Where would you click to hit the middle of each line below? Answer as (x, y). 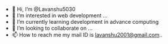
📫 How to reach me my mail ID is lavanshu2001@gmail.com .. (87, 35)
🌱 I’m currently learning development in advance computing (85, 22)
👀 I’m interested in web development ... (60, 15)
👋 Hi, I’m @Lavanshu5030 (43, 9)
